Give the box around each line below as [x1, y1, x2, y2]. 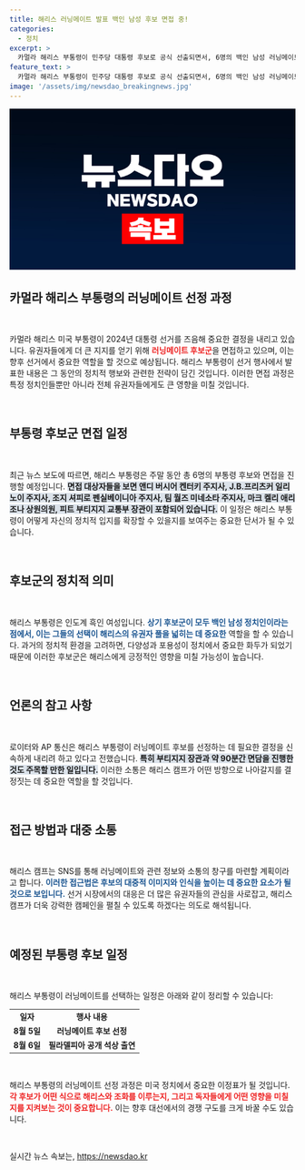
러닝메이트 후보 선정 [56, 1025, 127, 1037]
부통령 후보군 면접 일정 [9, 426, 129, 442]
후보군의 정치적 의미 [9, 574, 114, 589]
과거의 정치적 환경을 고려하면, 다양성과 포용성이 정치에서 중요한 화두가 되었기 [21, 639, 293, 650]
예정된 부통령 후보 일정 [9, 947, 129, 962]
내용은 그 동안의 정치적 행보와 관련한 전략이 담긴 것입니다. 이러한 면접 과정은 [25, 368, 295, 379]
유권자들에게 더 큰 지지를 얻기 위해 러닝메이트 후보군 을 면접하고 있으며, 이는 [28, 345, 295, 356]
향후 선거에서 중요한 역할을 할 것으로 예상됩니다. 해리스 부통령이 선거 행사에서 [9, 356, 283, 368]
